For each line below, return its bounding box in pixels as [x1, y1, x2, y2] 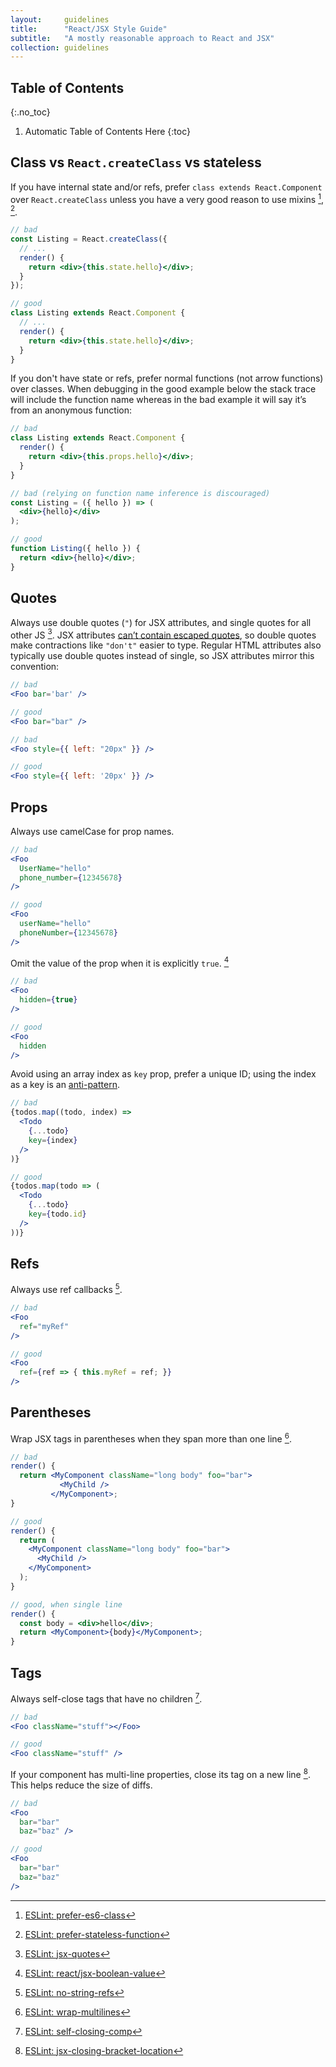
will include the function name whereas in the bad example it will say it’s [10, 394, 307, 406]
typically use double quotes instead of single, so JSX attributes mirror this [10, 650, 315, 662]
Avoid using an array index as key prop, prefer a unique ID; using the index [10, 1068, 317, 1080]
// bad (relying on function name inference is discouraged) [10, 488, 271, 498]
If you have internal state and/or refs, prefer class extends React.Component [10, 181, 323, 193]
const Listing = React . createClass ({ [10, 234, 168, 245]
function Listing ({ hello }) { [10, 544, 141, 554]
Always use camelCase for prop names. [10, 825, 175, 837]
